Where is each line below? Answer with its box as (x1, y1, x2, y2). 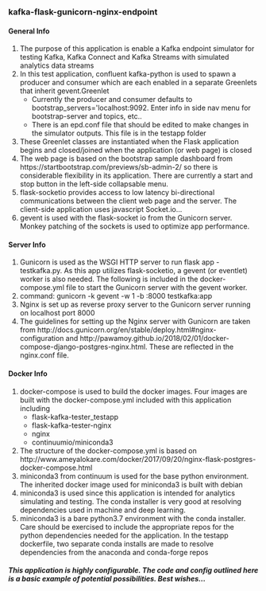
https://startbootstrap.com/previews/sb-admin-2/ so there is (19, 162, 218, 172)
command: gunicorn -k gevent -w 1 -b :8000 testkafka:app (19, 292, 213, 301)
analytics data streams (19, 61, 94, 70)
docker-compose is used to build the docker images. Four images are (19, 386, 248, 396)
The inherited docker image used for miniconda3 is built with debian (19, 479, 244, 489)
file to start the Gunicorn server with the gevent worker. (66, 283, 248, 292)
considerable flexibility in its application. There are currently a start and (19, 170, 253, 181)
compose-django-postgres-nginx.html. (19, 342, 148, 352)
